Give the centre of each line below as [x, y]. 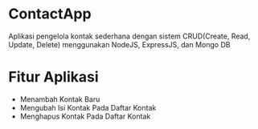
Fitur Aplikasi [53, 77]
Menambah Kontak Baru [60, 99]
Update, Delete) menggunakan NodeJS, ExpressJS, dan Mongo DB [119, 44]
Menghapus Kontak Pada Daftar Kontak [85, 116]
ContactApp [50, 14]
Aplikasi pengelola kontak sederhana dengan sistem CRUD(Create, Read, [129, 36]
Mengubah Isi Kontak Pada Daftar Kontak [88, 107]
